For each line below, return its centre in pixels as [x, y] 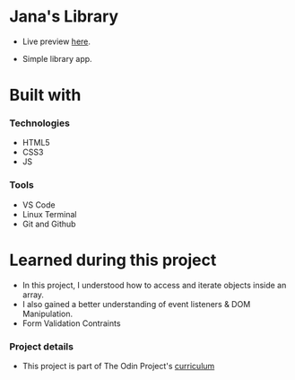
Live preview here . [56, 41]
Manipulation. [48, 314]
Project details [42, 346]
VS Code [39, 205]
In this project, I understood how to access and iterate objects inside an [154, 285]
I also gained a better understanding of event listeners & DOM [136, 304]
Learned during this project [113, 260]
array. [33, 295]
